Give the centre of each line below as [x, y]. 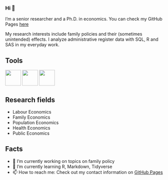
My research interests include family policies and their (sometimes [74, 34]
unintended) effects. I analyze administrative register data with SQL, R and [82, 39]
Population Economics [36, 122]
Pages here [17, 24]
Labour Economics [32, 112]
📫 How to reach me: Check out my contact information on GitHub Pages [88, 172]
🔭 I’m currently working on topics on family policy [63, 161]
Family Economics [31, 117]
